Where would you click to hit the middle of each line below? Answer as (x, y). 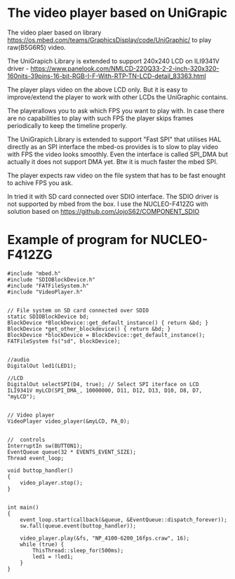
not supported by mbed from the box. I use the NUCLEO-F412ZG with (108, 204)
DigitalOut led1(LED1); (42, 366)
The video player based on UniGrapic (117, 13)
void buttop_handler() (40, 470)
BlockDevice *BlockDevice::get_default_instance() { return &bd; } (108, 323)
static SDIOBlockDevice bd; (48, 317)
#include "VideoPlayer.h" (45, 292)
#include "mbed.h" (34, 273)
